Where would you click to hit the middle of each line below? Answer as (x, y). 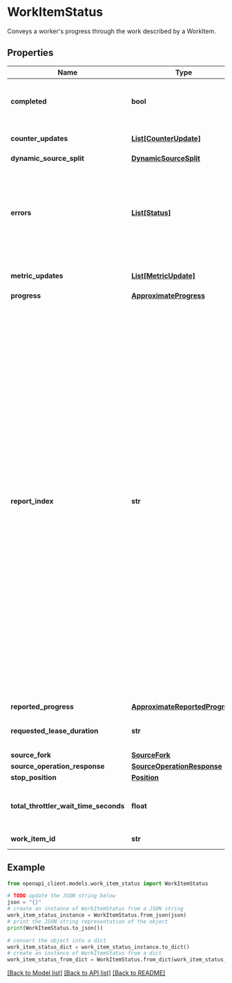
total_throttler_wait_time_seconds (68, 805)
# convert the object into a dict (57, 940)
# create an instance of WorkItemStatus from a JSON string (96, 909)
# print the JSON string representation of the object (88, 922)
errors (21, 213)
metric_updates (37, 276)
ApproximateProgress (168, 296)
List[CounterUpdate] (166, 138)
